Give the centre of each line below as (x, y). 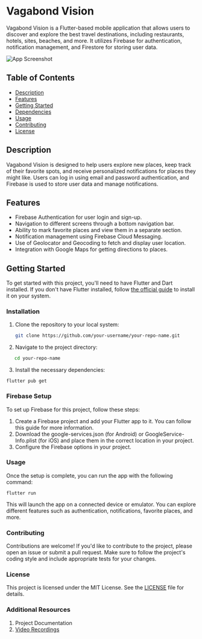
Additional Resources (38, 610)
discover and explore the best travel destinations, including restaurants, (95, 34)
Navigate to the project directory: (56, 347)
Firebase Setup (29, 396)
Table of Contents (41, 78)
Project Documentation (43, 623)
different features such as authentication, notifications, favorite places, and (99, 511)
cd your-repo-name (37, 358)
